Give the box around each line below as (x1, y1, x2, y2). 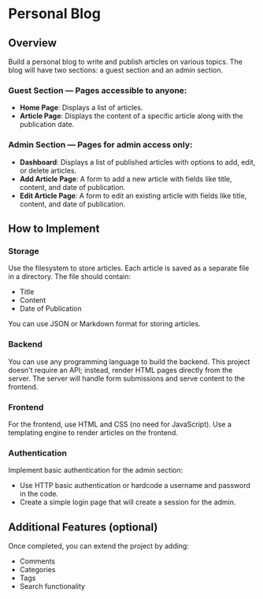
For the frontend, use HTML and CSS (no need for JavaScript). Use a (8, 419, 232, 429)
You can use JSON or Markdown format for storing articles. (8, 319, 201, 329)
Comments (19, 556, 56, 566)
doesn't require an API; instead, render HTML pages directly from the (8, 365, 233, 374)
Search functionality (19, 581, 85, 591)
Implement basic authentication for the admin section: (8, 466, 183, 475)
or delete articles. (19, 166, 77, 175)
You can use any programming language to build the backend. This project (8, 356, 250, 366)
